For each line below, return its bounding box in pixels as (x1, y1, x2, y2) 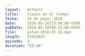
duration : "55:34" (5, 43, 43, 48)
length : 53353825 (5, 35, 45, 39)
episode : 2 (5, 39, 29, 44)
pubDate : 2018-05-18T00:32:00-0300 (5, 25, 80, 30)
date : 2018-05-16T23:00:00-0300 (5, 20, 80, 26)
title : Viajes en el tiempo (5, 12, 69, 17)
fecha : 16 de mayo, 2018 (5, 16, 63, 21)
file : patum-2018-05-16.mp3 (5, 30, 71, 35)
